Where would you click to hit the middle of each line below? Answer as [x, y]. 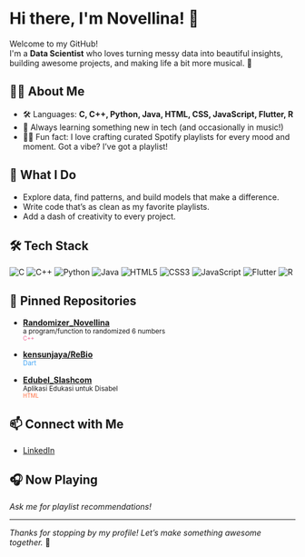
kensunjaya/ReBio [58, 354]
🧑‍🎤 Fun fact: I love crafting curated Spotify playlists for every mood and [156, 136]
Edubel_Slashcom [57, 380]
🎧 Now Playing [54, 480]
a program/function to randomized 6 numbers [94, 332]
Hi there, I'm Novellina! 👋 [104, 19]
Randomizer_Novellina [66, 323]
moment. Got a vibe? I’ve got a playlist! [95, 146]
